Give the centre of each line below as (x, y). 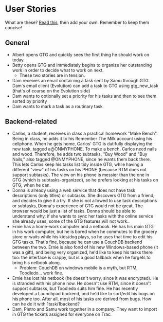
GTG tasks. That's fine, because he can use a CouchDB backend (77, 242)
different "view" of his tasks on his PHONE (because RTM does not (79, 169)
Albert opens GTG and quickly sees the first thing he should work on (81, 54)
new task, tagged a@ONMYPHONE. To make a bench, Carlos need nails (84, 149)
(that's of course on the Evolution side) (51, 90)
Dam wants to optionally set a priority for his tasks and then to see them (84, 96)
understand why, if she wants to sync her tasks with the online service (83, 216)
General (18, 43)
